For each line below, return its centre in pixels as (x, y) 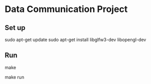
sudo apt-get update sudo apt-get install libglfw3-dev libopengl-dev (75, 39)
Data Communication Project (66, 9)
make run (15, 77)
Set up (15, 28)
